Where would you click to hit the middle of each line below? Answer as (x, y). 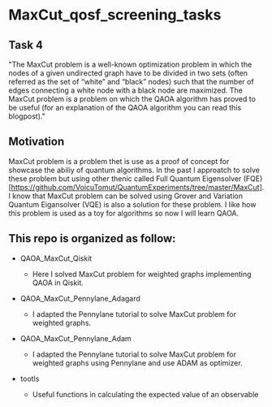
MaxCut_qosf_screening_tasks (115, 15)
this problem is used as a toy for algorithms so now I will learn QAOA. (124, 213)
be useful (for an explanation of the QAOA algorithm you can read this (125, 108)
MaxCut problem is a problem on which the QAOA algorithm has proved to (132, 99)
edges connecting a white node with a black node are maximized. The (126, 90)
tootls (30, 379)
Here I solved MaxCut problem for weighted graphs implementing (142, 274)
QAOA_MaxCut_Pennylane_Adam (76, 338)
